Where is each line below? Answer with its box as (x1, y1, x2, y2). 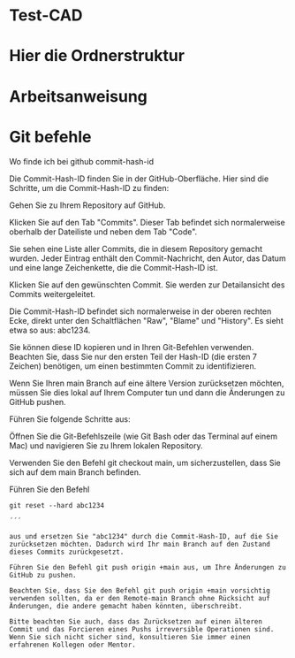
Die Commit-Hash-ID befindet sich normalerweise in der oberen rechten (9, 306, 272, 317)
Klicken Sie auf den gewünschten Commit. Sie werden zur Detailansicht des (9, 279, 285, 290)
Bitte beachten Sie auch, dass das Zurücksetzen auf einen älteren (9, 616, 263, 626)
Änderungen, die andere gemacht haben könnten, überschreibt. (9, 601, 243, 610)
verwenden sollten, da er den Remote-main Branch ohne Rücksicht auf (9, 593, 271, 602)
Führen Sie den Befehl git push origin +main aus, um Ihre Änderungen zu (9, 562, 287, 571)
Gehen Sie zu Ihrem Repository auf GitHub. (9, 200, 166, 210)
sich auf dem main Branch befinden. (9, 466, 141, 478)
